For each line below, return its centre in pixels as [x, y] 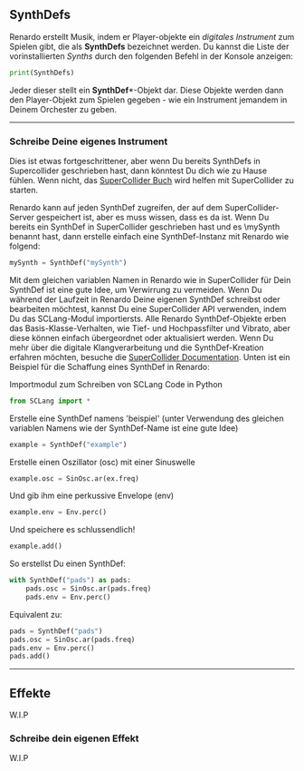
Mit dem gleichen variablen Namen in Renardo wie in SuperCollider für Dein [150, 279]
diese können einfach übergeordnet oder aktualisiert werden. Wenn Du [142, 337]
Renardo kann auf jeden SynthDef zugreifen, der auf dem [116, 207]
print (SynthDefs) [42, 73]
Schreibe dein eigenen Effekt [74, 738]
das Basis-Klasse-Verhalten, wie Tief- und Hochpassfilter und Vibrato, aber [150, 328]
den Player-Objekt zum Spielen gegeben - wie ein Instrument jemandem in [148, 100]
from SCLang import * [50, 401]
